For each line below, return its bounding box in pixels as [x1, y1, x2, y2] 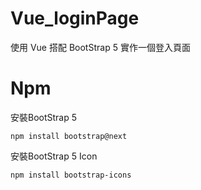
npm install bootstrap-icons [10, 170, 132, 180]
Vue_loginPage [10, 7, 140, 30]
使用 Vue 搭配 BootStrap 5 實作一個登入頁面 [10, 41, 191, 53]
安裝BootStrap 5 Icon [10, 150, 98, 162]
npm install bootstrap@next [10, 131, 128, 141]
